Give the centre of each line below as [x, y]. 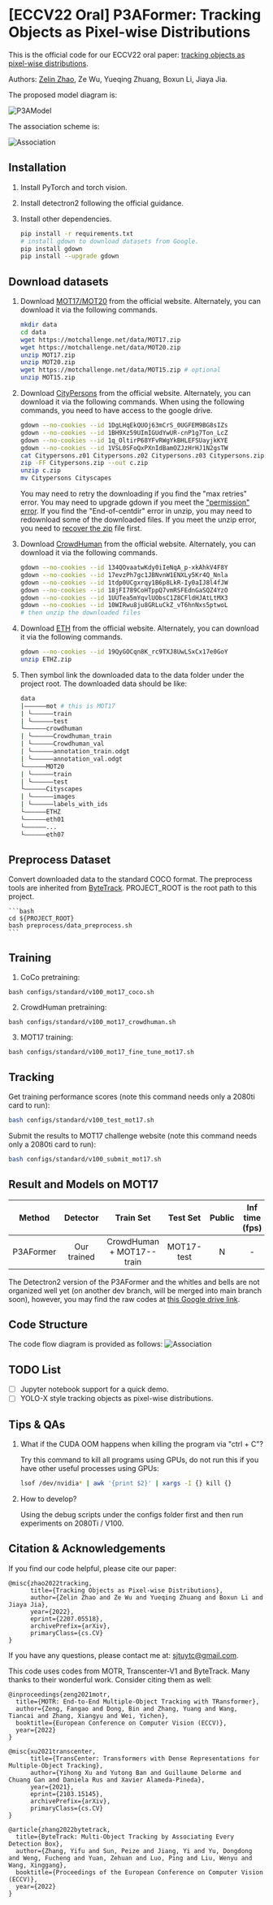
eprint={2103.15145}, [67, 1794]
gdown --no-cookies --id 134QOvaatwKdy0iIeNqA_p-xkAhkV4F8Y [124, 568]
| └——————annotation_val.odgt [71, 759]
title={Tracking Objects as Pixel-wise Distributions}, [126, 1590]
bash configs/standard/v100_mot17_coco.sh [81, 992]
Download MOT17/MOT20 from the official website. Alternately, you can [141, 302]
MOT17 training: [46, 1037]
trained [81, 1256]
